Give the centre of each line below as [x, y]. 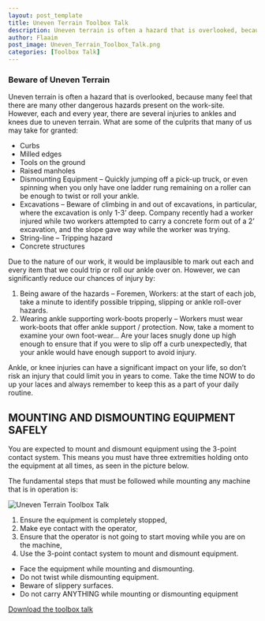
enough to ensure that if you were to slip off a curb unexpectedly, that [133, 344]
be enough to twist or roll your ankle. [79, 196]
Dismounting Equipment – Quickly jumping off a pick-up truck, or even [134, 179]
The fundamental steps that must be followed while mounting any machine [129, 481]
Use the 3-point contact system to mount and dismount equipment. [129, 554]
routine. [21, 393]
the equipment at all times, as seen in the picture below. [99, 466]
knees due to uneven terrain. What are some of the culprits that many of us [130, 122]
